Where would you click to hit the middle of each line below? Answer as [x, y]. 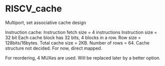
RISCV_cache [33, 9]
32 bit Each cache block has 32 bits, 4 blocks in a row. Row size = [73, 37]
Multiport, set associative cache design [46, 22]
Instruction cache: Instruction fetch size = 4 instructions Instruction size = [81, 32]
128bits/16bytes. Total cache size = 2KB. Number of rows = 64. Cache [77, 42]
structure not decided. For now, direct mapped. [54, 48]
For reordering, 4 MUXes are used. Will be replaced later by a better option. [83, 57]
